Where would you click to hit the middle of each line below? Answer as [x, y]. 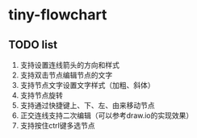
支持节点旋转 [41, 95]
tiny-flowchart [58, 15]
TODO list [33, 45]
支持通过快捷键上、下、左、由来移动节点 [87, 105]
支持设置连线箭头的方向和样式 [69, 65]
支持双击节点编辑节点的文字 [66, 75]
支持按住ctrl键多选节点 [57, 125]
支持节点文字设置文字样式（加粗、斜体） [87, 85]
